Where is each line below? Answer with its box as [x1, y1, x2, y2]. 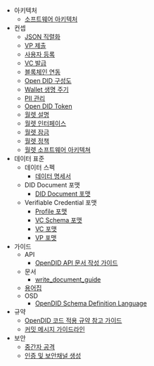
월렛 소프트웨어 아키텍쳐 [24, 146, 91, 153]
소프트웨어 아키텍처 [24, 15, 78, 23]
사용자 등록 [24, 50, 55, 58]
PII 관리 [24, 94, 46, 102]
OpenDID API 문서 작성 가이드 [34, 259, 118, 267]
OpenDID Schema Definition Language [34, 299, 148, 308]
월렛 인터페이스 [24, 119, 67, 127]
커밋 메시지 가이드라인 [24, 325, 86, 333]
